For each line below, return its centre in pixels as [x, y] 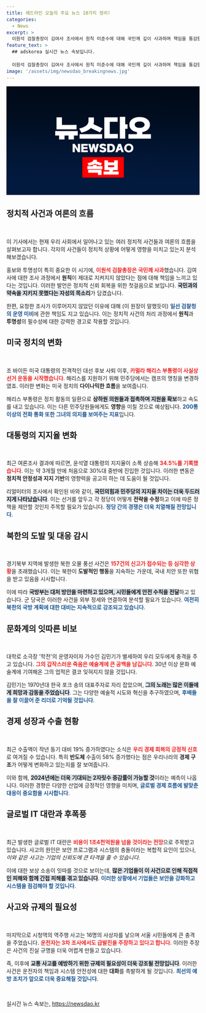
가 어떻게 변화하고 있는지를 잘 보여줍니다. [60, 764]
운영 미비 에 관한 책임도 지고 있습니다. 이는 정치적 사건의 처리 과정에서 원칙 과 [103, 314]
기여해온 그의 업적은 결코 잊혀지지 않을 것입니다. [80, 672]
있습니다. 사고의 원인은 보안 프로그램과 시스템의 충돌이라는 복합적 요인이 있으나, [101, 850]
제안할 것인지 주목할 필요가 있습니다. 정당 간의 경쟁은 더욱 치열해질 [97, 507]
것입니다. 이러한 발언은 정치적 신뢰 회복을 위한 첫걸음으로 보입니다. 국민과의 [108, 285]
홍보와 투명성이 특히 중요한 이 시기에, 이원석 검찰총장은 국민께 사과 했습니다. [96, 270]
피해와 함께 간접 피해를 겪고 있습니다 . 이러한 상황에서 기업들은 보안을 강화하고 [104, 878]
